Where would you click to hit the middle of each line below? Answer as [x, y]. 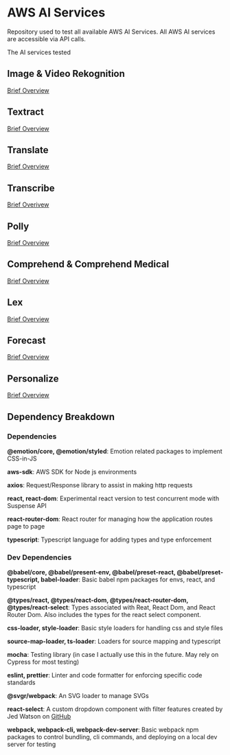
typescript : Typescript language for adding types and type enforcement [110, 539]
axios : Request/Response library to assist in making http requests [100, 485]
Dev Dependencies [39, 557]
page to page [26, 526]
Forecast [26, 341]
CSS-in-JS [22, 458]
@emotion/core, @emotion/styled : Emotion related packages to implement [115, 451]
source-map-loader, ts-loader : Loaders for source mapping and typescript [114, 641]
